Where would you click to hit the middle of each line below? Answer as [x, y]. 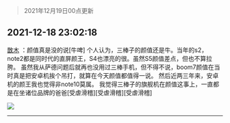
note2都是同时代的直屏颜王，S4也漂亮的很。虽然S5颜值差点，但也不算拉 [110, 58]
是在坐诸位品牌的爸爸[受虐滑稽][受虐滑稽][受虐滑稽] [80, 92]
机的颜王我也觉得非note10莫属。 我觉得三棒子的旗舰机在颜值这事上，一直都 [113, 84]
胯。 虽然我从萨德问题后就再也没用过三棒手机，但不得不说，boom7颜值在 [111, 67]
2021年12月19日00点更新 [59, 11]
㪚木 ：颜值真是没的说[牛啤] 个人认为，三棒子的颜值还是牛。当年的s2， [107, 50]
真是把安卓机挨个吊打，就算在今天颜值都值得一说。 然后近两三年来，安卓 [116, 75]
